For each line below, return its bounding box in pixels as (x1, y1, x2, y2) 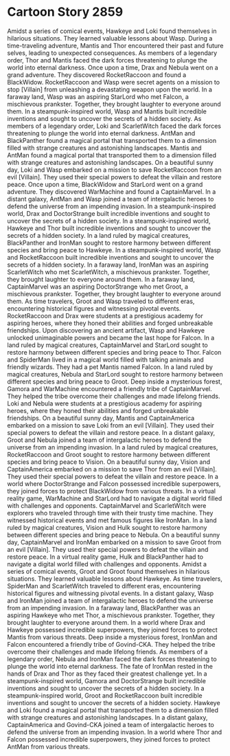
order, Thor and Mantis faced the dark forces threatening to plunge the (7, 56, 207, 64)
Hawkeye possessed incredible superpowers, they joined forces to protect (7, 625, 218, 634)
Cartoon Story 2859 (7, 4, 124, 20)
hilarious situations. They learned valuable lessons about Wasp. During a (7, 34, 213, 42)
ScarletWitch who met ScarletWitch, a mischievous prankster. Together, (7, 267, 211, 276)
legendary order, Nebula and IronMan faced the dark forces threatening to (7, 654, 218, 663)
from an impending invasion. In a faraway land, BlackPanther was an (7, 603, 200, 612)
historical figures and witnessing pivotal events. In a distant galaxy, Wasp (7, 589, 214, 597)
